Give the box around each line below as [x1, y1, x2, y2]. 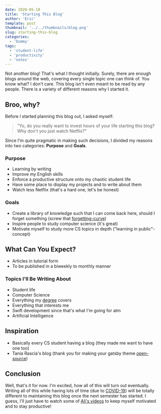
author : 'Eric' [5, 16, 36, 21]
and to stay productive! [5, 403, 52, 409]
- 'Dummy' [9, 39, 29, 44]
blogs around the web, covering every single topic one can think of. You [5, 76, 150, 82]
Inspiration [5, 327, 39, 335]
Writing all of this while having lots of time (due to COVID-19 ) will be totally [5, 388, 155, 394]
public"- [138, 226, 155, 231]
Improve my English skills [12, 171, 63, 177]
